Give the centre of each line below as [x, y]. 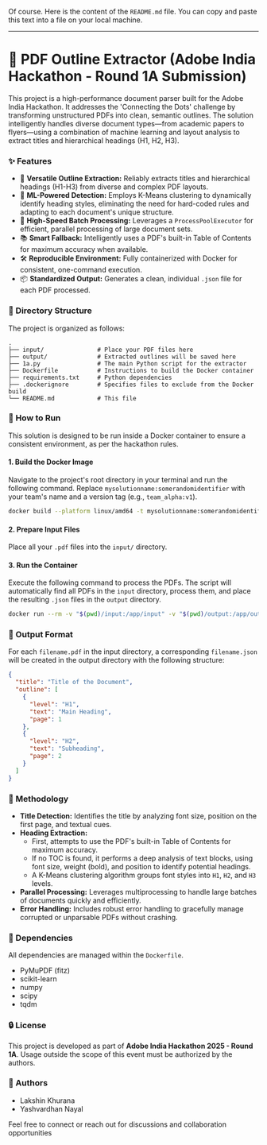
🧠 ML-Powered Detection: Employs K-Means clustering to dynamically [135, 195]
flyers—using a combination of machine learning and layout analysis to [124, 132]
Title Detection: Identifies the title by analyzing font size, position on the [138, 816]
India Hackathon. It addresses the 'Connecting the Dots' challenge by [122, 106]
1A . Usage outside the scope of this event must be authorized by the [120, 1054]
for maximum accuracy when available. [84, 250]
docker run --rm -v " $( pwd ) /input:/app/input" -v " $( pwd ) [106, 614]
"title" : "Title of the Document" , [74, 683]
